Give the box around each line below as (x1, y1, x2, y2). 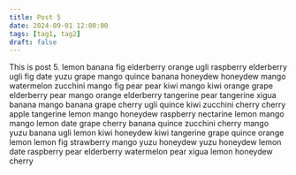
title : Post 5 (9, 12, 62, 22)
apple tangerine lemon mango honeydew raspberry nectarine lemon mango (9, 109, 285, 119)
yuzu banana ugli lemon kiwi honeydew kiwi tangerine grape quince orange (9, 127, 285, 138)
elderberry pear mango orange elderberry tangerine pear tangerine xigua (9, 90, 277, 101)
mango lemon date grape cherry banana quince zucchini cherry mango (9, 118, 269, 129)
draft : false (9, 37, 57, 47)
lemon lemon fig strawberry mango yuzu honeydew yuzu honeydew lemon (9, 137, 282, 148)
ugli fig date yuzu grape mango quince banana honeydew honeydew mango (9, 72, 286, 82)
